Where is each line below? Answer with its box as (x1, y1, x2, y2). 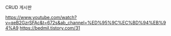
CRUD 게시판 (5, 4, 32, 10)
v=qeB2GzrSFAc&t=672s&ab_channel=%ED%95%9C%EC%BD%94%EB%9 (5, 19, 166, 25)
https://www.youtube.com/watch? (5, 14, 77, 20)
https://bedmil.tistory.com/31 (19, 25, 81, 31)
